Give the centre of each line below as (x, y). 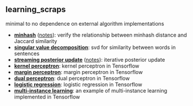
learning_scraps (35, 10)
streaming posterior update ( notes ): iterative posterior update (89, 59)
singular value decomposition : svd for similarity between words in (95, 47)
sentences (27, 53)
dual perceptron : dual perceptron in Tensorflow (72, 78)
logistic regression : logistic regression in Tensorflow (78, 84)
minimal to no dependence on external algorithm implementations (85, 23)
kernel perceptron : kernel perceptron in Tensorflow (77, 66)
